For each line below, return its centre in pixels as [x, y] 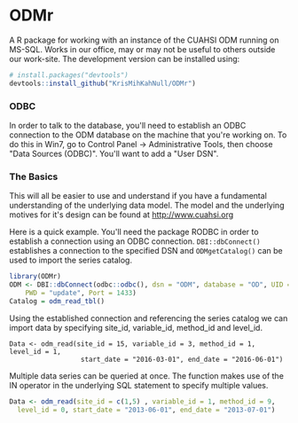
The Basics [34, 176]
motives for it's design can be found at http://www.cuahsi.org [122, 215]
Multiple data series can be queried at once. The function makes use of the [146, 376]
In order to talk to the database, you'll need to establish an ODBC [128, 125]
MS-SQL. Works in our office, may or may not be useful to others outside [142, 49]
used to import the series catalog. [71, 260]
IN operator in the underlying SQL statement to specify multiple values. [139, 385]
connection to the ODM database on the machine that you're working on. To [148, 135]
